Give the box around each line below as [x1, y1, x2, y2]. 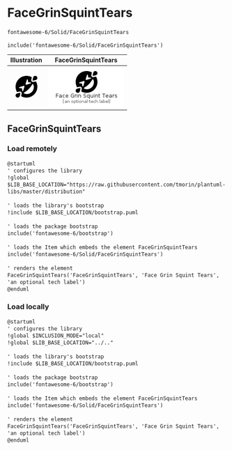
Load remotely [7, 143, 58, 153]
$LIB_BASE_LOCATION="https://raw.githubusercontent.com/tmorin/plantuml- [7, 181, 226, 188]
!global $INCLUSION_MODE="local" [7, 332, 105, 339]
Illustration [10, 56, 43, 64]
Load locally [7, 302, 49, 311]
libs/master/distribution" [7, 188, 86, 195]
